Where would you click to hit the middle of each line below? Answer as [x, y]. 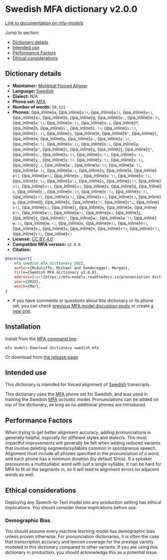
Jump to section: [22, 32]
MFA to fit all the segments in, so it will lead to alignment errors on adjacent [82, 469]
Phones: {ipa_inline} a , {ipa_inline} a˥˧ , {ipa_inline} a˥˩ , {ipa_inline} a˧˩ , [83, 112]
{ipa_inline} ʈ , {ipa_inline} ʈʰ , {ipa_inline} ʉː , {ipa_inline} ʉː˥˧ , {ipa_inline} [84, 218]
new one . [22, 311]
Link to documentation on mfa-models [44, 23]
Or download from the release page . [42, 357]
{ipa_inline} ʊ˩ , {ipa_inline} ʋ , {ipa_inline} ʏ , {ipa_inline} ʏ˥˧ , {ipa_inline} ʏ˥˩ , [86, 228]
